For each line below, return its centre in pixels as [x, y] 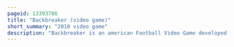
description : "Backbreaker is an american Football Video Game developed [117, 33]
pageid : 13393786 [33, 13]
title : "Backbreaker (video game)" [59, 20]
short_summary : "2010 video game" [58, 26]
